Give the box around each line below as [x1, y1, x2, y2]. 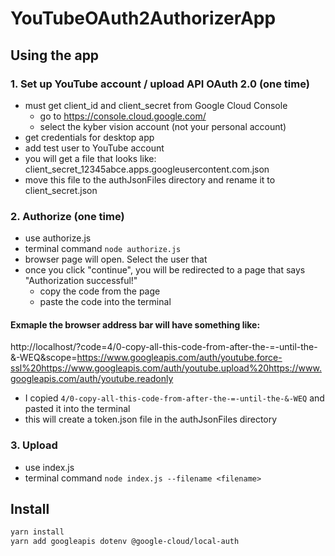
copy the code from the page [39, 285, 161, 297]
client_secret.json [24, 184, 98, 196]
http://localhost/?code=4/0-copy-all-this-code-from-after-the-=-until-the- [10, 341, 318, 353]
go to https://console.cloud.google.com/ [39, 110, 207, 122]
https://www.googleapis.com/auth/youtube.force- [76, 352, 283, 364]
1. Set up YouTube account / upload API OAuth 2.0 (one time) [10, 77, 310, 91]
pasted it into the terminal [24, 403, 131, 415]
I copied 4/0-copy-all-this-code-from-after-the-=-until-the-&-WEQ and [24, 392, 325, 404]
